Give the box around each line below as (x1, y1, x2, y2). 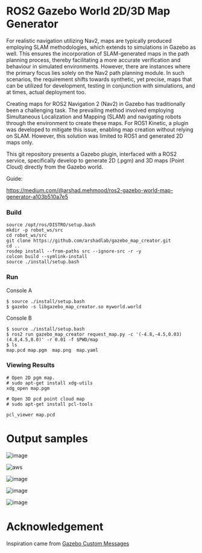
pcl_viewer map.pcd (6, 412, 55, 418)
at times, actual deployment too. (6, 88, 86, 95)
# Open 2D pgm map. (6, 375, 55, 381)
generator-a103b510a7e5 (6, 193, 68, 200)
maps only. (6, 138, 34, 146)
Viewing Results (6, 361, 55, 369)
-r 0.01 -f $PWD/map (46, 337, 98, 343)
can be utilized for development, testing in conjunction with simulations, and (6, 82, 195, 89)
